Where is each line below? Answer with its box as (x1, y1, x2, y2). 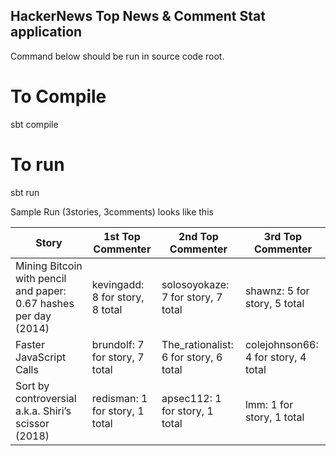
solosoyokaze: (161, 277, 230, 291)
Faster (15, 337, 45, 351)
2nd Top (178, 229, 219, 243)
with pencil (15, 271, 67, 285)
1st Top (103, 229, 141, 243)
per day (15, 309, 52, 323)
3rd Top (263, 229, 303, 243)
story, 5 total (244, 296, 305, 310)
